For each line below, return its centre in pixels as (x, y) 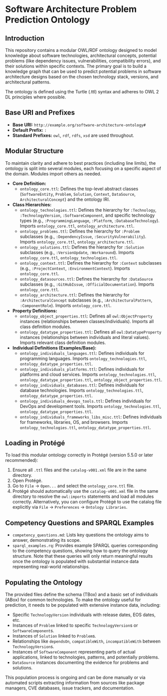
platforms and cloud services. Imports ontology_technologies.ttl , (88, 374)
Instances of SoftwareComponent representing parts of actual (74, 652)
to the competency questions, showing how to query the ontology (80, 551)
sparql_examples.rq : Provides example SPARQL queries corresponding (85, 546)
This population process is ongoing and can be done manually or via (75, 678)
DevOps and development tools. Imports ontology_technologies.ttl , (90, 406)
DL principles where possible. (36, 97)
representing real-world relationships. (51, 567)
